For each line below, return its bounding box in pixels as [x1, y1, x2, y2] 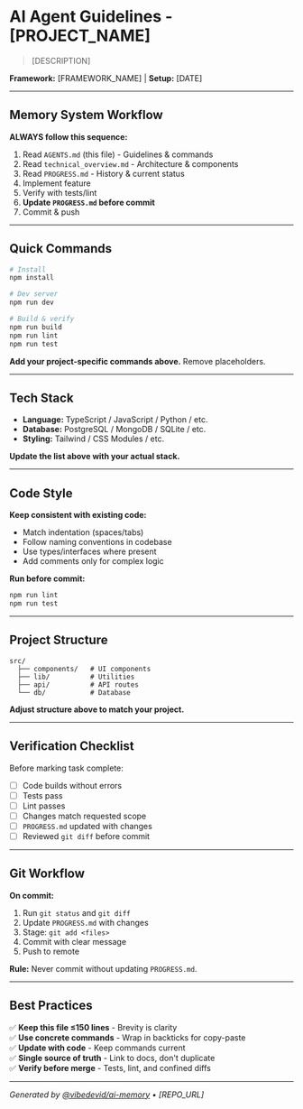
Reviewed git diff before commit [22, 830, 151, 841]
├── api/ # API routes [17, 679, 140, 689]
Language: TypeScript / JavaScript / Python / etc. [22, 414, 208, 425]
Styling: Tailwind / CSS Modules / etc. [22, 433, 165, 444]
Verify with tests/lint [22, 187, 97, 198]
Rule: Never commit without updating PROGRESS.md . [9, 963, 197, 974]
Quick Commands [9, 241, 113, 256]
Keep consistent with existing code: [9, 510, 147, 521]
